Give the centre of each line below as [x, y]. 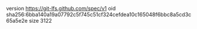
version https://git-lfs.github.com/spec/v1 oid [61, 8]
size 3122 [40, 21]
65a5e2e [17, 21]
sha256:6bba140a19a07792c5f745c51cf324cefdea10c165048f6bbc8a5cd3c [99, 14]
